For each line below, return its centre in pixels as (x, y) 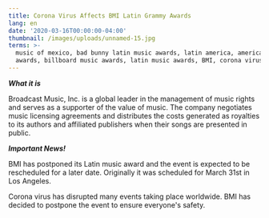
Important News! (37, 148)
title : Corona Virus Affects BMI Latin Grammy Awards (100, 16)
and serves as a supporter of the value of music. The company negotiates (130, 107)
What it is (25, 83)
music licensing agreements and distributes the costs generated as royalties (134, 115)
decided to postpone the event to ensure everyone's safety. (107, 204)
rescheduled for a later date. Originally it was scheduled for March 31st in (129, 172)
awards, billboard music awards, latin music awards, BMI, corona (128, 61)
